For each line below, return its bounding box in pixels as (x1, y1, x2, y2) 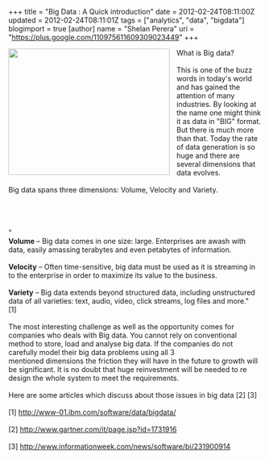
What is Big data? (176, 48, 235, 57)
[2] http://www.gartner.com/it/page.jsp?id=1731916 (8, 424, 177, 434)
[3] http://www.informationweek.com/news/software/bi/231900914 (8, 442, 231, 451)
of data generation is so (176, 143, 255, 151)
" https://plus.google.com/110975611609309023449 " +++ (8, 32, 199, 42)
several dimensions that (176, 159, 256, 168)
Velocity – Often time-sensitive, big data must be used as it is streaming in (8, 262, 256, 271)
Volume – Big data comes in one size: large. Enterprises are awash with (8, 237, 246, 246)
